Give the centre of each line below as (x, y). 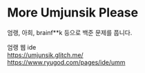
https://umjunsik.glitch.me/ (46, 55)
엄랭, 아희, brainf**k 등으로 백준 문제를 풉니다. (70, 32)
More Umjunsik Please (73, 13)
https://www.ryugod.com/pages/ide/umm (66, 62)
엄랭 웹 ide (22, 47)
